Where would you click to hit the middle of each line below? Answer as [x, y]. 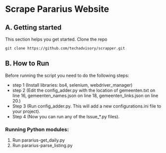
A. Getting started [33, 27]
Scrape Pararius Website [57, 9]
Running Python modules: [37, 129]
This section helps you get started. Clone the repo [56, 39]
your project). [26, 111]
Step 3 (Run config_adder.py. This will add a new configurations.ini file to [87, 106]
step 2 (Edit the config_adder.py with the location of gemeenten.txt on [84, 90]
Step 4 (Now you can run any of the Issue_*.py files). [66, 116]
